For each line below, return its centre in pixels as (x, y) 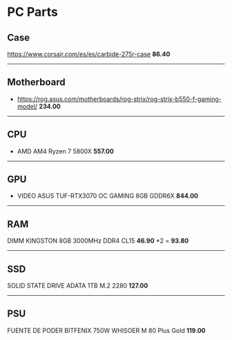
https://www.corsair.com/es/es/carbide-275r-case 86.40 (89, 54)
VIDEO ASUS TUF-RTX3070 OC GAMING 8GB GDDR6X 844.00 (108, 196)
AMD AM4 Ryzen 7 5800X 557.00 (65, 151)
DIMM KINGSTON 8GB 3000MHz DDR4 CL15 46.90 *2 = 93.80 (98, 241)
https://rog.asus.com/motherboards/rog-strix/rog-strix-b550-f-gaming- (119, 99)
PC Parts (33, 12)
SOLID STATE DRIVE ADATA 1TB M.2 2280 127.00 (78, 286)
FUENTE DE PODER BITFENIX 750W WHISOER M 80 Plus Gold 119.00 (106, 330)
